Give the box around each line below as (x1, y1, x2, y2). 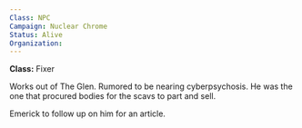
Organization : (9, 38, 64, 48)
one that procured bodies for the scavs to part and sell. (9, 91, 216, 102)
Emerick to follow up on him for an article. (9, 108, 166, 119)
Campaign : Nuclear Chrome (9, 22, 107, 31)
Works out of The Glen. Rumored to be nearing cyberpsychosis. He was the (9, 81, 293, 92)
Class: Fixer (9, 64, 55, 74)
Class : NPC (9, 13, 51, 23)
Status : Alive (9, 30, 64, 39)
